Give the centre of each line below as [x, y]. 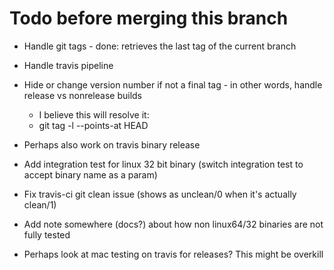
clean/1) [40, 204]
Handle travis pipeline [68, 65]
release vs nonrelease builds [83, 95]
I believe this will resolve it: [94, 114]
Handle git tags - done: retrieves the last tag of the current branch [160, 46]
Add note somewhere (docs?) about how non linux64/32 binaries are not [173, 224]
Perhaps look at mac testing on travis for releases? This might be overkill [173, 254]
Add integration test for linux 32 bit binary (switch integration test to [163, 164]
